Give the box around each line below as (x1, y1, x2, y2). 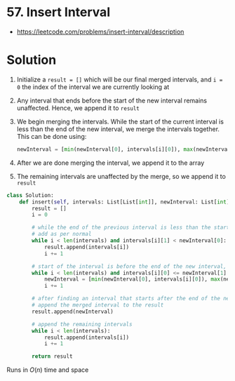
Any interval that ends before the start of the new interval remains (16, 96, 208, 105)
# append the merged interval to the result (32, 302, 164, 309)
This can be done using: (16, 132, 87, 140)
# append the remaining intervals (32, 321, 133, 328)
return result (32, 353, 73, 360)
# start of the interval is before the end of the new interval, (32, 262, 227, 270)
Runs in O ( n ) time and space (6, 366, 89, 374)
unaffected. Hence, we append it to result (16, 103, 140, 112)
